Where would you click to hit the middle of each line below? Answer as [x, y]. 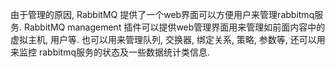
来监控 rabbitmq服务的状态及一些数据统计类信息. [110, 52]
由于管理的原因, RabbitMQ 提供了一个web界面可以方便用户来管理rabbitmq [162, 14]
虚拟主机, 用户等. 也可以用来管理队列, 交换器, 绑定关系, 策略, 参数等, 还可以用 [168, 39]
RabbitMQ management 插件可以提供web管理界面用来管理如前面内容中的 [174, 27]
